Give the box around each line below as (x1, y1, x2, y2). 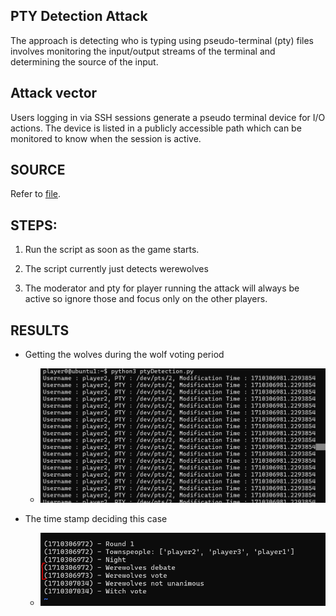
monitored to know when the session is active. (10, 132, 202, 144)
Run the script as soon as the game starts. (24, 244, 200, 256)
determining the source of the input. (10, 55, 159, 68)
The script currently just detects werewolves (24, 263, 209, 275)
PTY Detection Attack (10, 8, 148, 25)
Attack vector (10, 85, 98, 102)
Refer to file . (10, 188, 62, 200)
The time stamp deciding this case (24, 513, 168, 525)
